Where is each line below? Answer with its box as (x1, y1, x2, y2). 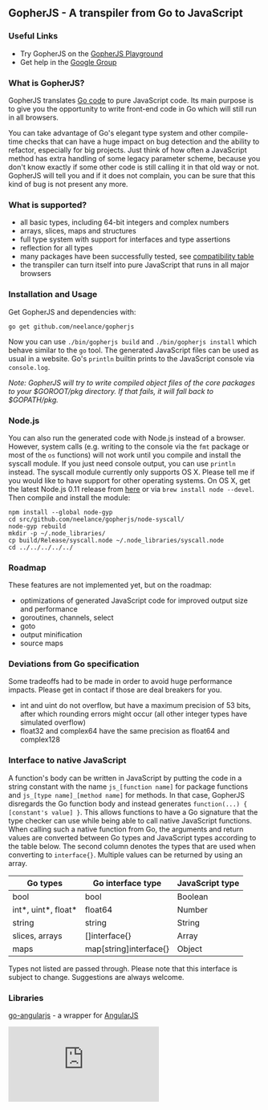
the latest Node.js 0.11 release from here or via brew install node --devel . (8, 484, 255, 494)
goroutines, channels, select (19, 613, 114, 623)
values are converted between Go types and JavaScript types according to (8, 832, 257, 842)
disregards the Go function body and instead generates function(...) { (8, 799, 247, 808)
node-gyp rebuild (8, 522, 67, 531)
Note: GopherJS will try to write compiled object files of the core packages (8, 377, 255, 388)
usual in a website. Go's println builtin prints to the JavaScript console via (8, 353, 255, 364)
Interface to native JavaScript (8, 754, 127, 766)
